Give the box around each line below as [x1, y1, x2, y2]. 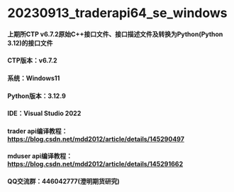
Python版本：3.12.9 [7, 91, 66, 100]
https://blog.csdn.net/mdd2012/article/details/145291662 [7, 160, 183, 169]
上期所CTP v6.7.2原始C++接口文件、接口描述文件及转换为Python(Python [7, 30, 223, 38]
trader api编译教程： [7, 127, 68, 135]
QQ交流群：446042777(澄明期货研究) [7, 176, 121, 186]
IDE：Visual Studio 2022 [7, 109, 82, 118]
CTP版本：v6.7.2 [7, 56, 58, 65]
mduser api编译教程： [7, 151, 73, 161]
